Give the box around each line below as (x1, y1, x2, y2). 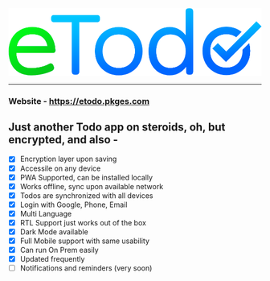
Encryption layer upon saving (19, 154, 117, 164)
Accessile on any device (19, 163, 101, 173)
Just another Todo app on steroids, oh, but (8, 121, 226, 134)
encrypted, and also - (8, 133, 119, 147)
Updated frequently (19, 254, 85, 264)
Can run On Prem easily (19, 246, 99, 255)
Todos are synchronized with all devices (19, 190, 154, 200)
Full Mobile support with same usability (19, 236, 150, 246)
